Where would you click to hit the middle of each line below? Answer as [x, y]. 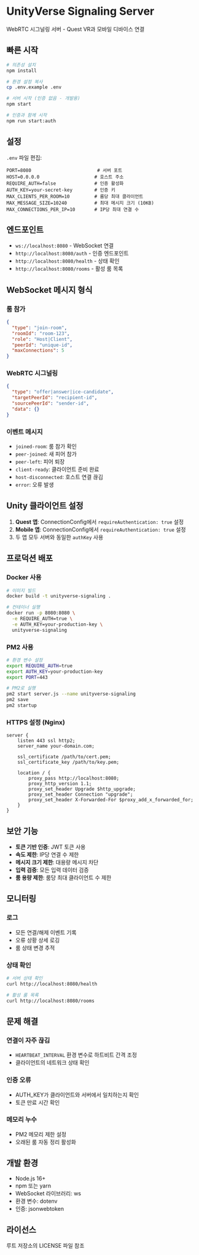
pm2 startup [21, 705]
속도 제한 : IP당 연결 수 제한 [47, 855]
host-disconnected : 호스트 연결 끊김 [59, 477]
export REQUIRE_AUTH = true [39, 666]
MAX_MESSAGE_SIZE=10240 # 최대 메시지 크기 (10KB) [80, 203]
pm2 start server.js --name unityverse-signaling [71, 694]
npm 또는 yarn [33, 1186]
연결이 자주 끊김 [28, 1040]
